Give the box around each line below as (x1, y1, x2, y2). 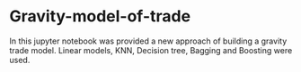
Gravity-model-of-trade (9, 6, 191, 27)
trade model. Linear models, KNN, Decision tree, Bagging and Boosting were (9, 44, 293, 55)
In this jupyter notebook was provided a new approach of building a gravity (9, 36, 288, 46)
